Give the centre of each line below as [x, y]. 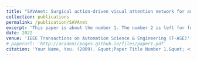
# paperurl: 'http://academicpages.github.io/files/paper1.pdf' [86, 44]
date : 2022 [19, 33]
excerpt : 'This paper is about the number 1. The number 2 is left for [95, 28]
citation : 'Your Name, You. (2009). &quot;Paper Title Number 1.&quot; [95, 49]
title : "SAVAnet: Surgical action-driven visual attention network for [95, 11]
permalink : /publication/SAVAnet [47, 22]
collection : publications [38, 17]
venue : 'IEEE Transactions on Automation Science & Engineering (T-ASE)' [98, 38]
